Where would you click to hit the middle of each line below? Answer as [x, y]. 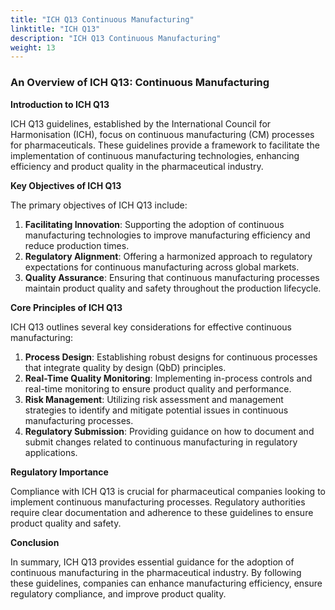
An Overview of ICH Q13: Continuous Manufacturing [140, 83]
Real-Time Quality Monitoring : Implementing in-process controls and [168, 378]
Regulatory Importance [59, 472]
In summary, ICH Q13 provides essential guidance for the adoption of [152, 562]
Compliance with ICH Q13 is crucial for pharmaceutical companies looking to [168, 491]
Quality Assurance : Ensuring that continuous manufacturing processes [172, 277]
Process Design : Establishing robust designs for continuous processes [171, 357]
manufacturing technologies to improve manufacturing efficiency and [167, 235]
